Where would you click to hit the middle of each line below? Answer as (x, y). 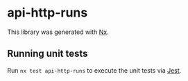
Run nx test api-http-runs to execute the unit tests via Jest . (94, 70)
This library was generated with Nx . (58, 32)
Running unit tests (48, 54)
